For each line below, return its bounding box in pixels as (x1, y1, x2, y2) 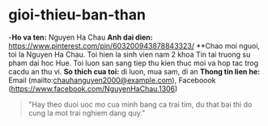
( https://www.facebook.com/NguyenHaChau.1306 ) (8, 83, 178, 94)
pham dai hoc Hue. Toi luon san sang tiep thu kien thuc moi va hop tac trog (8, 58, 259, 68)
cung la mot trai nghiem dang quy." (28, 107, 146, 118)
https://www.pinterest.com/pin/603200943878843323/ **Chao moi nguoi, (8, 40, 261, 50)
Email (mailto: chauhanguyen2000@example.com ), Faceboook (8, 75, 216, 85)
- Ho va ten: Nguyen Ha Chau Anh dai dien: (8, 32, 153, 42)
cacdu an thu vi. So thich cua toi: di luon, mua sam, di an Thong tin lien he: (8, 66, 261, 76)
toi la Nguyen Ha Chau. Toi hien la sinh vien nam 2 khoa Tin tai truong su (8, 49, 251, 59)
